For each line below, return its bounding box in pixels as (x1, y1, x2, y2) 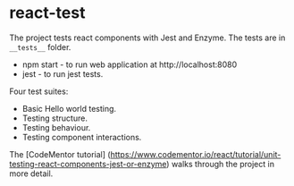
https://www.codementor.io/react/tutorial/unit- (110, 148, 281, 159)
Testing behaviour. (21, 122, 91, 132)
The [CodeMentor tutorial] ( (9, 148, 111, 159)
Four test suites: (9, 86, 69, 97)
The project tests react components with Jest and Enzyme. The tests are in (9, 32, 286, 43)
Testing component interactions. (21, 131, 142, 142)
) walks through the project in (166, 158, 275, 169)
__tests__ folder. (9, 41, 71, 52)
